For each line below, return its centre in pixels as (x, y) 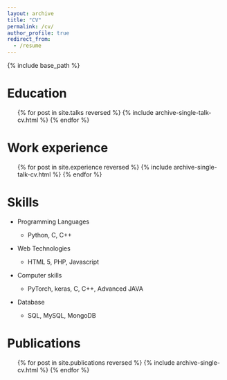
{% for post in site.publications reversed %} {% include (96, 362)
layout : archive (30, 13)
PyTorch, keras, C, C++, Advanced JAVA (85, 289)
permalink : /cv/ (30, 26)
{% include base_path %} (44, 65)
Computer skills (39, 275)
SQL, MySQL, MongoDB (62, 315)
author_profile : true (38, 33)
